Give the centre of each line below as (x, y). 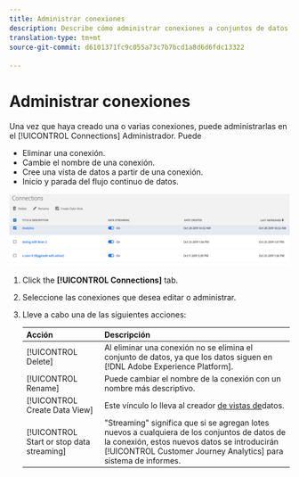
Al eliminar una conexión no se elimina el (178, 347)
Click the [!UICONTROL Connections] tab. (100, 280)
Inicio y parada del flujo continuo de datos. (101, 182)
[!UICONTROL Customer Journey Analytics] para (194, 451)
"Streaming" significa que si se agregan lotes (186, 423)
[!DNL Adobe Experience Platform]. (169, 366)
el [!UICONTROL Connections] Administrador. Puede (105, 136)
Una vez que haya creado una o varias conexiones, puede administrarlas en (148, 127)
